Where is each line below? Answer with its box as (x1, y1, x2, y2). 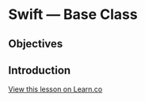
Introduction (8, 63, 71, 77)
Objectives (8, 37, 63, 50)
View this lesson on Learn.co (8, 84, 103, 94)
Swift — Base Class (8, 6, 138, 24)
